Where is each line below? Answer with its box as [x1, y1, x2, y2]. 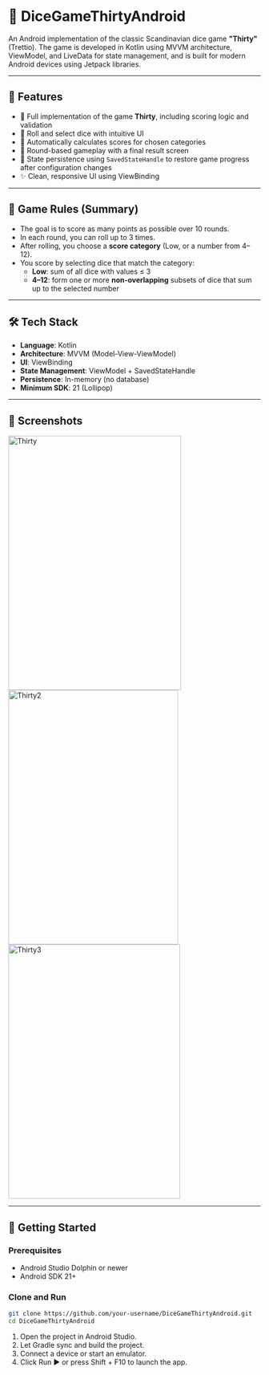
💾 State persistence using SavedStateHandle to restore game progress [19, 154, 250, 164]
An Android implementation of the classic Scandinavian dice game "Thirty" [8, 34, 258, 43]
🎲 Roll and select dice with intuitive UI [19, 128, 144, 138]
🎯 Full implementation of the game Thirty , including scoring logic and [19, 112, 250, 121]
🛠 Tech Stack [8, 315, 78, 328]
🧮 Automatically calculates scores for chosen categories [19, 136, 207, 147]
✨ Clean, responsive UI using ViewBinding [19, 171, 160, 181]
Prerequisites [8, 1244, 62, 1255]
